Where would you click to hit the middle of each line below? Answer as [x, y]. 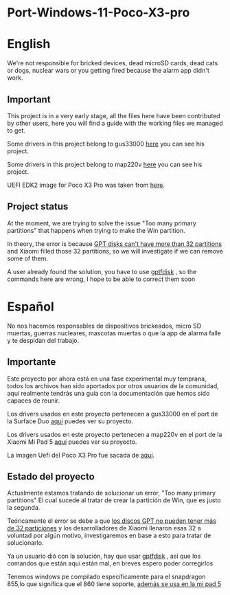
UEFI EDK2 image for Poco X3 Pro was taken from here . [86, 185]
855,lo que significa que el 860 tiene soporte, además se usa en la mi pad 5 [114, 584]
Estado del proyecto [51, 476]
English [29, 44]
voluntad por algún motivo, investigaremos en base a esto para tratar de [109, 536]
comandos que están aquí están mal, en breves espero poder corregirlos [110, 563]
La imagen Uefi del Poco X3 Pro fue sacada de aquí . [81, 455]
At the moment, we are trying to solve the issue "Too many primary [102, 223]
